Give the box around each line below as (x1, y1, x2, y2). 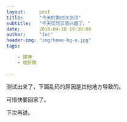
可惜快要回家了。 (6, 96, 49, 103)
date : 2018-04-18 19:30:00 (6, 26, 92, 32)
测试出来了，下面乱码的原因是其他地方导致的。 (6, 83, 124, 90)
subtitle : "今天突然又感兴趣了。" (6, 20, 90, 26)
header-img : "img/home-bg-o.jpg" (6, 37, 92, 43)
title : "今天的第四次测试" (6, 15, 81, 21)
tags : (6, 43, 20, 49)
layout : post (6, 9, 51, 15)
